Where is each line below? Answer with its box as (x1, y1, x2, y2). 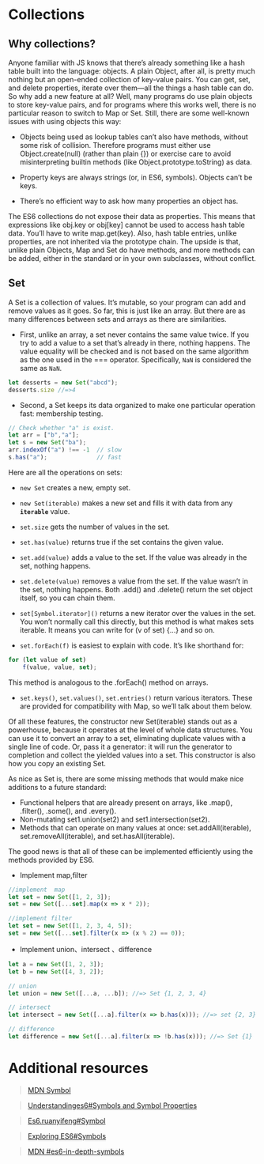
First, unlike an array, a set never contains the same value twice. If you (19, 330, 250, 339)
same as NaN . (19, 363, 62, 372)
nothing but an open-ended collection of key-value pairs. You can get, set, (8, 75, 251, 84)
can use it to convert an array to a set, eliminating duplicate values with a (8, 733, 247, 743)
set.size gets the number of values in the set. (19, 522, 170, 531)
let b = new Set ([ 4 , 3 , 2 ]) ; (8, 967, 104, 976)
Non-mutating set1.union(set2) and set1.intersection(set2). (19, 814, 210, 824)
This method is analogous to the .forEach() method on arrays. (8, 678, 209, 687)
